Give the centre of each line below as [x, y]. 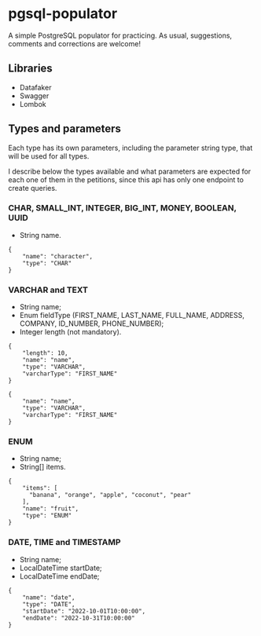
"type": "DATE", [49, 604]
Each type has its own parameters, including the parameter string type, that [130, 148]
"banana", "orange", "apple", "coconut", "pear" [110, 495]
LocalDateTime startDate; [61, 568]
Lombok [33, 104]
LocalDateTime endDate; [59, 576]
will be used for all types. [49, 156]
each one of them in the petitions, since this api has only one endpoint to [126, 179]
